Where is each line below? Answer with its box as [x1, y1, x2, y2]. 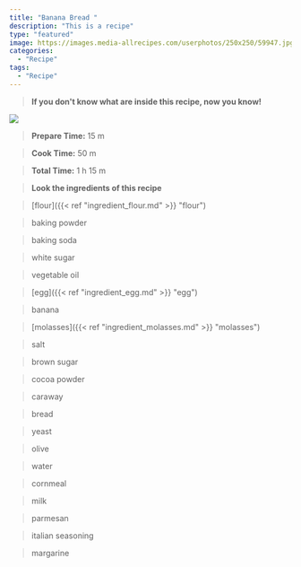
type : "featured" [9, 30, 74, 39]
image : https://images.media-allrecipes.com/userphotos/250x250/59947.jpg [9, 38, 295, 48]
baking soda [30, 234, 78, 245]
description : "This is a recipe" [9, 22, 134, 31]
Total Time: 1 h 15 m [30, 165, 106, 176]
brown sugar [30, 356, 79, 367]
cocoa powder [30, 373, 85, 384]
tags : [9, 64, 30, 73]
